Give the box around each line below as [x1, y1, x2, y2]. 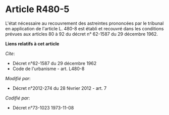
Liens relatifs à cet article [5, 40, 60, 46]
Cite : [5, 50, 15, 56]
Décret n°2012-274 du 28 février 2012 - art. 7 [12, 85, 107, 91]
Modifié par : [5, 75, 31, 81]
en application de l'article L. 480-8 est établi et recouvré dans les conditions [5, 25, 164, 31]
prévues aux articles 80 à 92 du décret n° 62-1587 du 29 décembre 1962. [5, 31, 158, 37]
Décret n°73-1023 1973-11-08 [12, 104, 74, 110]
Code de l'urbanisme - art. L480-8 [12, 66, 85, 72]
